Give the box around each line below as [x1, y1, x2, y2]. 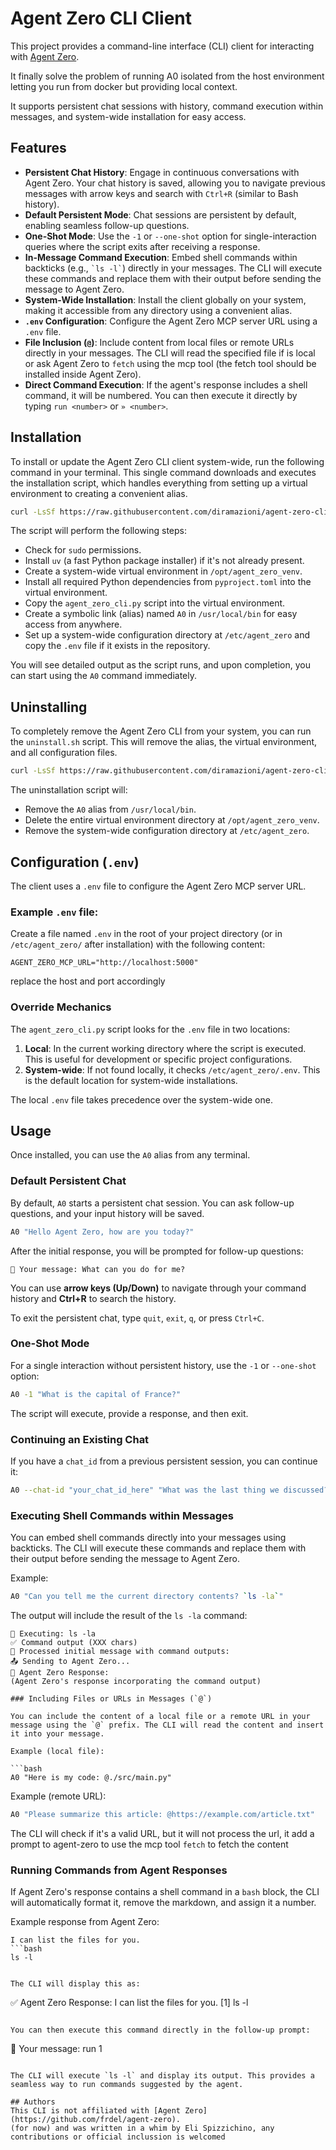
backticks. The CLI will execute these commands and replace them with [10, 1542, 307, 1554]
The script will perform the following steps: [10, 525, 188, 537]
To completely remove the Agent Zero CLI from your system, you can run [10, 725, 312, 737]
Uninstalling [10, 698, 88, 716]
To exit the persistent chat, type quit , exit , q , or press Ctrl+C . [10, 1312, 265, 1324]
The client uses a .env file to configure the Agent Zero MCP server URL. [10, 880, 307, 892]
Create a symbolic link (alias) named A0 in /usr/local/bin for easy [24, 608, 298, 620]
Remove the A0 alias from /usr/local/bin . [24, 803, 197, 816]
